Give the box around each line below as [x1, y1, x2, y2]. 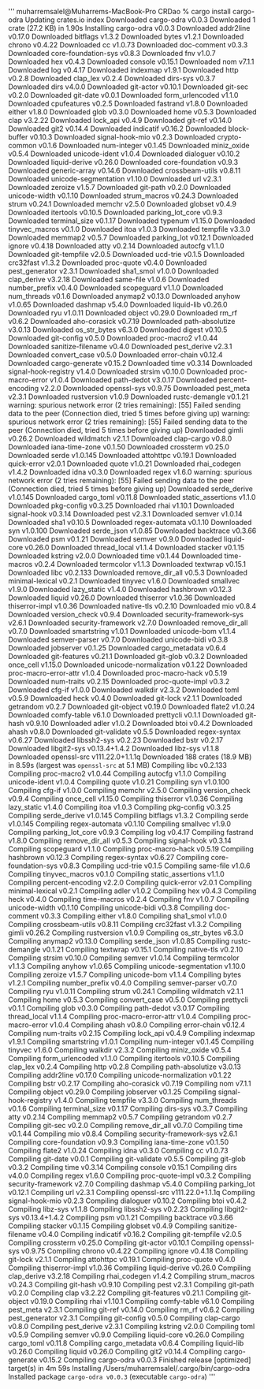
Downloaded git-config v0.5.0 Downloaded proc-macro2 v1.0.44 [8, 333, 218, 342]
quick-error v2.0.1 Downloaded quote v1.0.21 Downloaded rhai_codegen [8, 459, 242, 468]
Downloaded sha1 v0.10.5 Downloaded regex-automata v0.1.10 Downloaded [8, 518, 252, 527]
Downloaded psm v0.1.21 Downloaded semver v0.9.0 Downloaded [8, 534, 222, 543]
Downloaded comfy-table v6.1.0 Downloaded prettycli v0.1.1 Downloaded [8, 710, 244, 720]
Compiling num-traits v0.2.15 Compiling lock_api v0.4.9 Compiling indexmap [8, 1029, 255, 1037]
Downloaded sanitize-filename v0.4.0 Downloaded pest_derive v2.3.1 [8, 342, 232, 351]
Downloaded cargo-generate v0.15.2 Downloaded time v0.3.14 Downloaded [8, 359, 253, 367]
